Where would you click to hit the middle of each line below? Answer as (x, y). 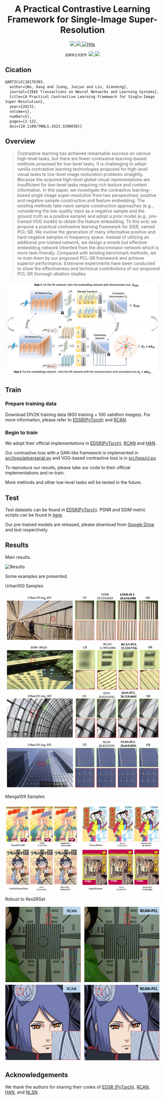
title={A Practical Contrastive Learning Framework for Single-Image (82, 97)
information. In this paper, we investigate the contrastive (74, 190)
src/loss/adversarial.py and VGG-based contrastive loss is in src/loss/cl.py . (81, 458)
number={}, (21, 116)
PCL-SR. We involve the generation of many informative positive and (86, 232)
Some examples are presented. (37, 576)
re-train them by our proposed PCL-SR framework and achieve (81, 258)
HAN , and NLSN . (22, 1092)
